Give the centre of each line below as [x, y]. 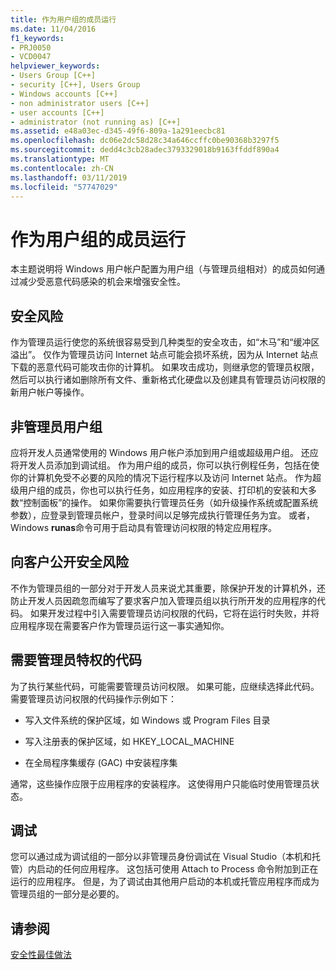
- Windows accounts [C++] [64, 94]
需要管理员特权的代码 [76, 660]
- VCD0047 [31, 57]
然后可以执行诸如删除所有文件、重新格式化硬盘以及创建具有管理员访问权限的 [168, 380]
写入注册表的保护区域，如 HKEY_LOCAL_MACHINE [129, 741]
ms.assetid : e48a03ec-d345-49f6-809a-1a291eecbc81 [118, 131]
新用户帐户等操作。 [50, 392]
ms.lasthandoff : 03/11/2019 [69, 177]
